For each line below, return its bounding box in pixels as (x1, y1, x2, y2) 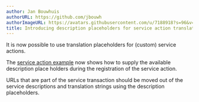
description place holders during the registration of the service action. (6, 65, 178, 73)
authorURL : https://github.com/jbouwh (6, 14, 102, 20)
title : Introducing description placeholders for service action (6, 25, 171, 31)
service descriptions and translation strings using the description (6, 83, 165, 90)
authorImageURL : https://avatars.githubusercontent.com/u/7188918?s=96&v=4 (6, 19, 197, 25)
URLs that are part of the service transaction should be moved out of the (6, 77, 184, 84)
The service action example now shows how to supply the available (6, 59, 171, 66)
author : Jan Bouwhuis (6, 8, 60, 15)
